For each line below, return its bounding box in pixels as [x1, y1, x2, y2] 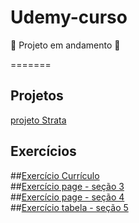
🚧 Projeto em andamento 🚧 [10, 39, 121, 51]
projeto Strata [10, 114, 67, 126]
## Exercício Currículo [10, 169, 100, 181]
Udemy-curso [10, 6, 128, 29]
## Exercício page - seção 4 [10, 191, 125, 203]
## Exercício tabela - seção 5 [10, 201, 129, 213]
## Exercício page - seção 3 [10, 180, 125, 192]
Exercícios [10, 143, 77, 160]
